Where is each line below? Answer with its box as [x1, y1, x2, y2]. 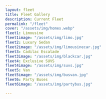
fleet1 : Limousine [5, 30, 43, 35]
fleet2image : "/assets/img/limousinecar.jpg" [5, 44, 101, 49]
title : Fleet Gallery [5, 12, 50, 17]
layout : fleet [5, 7, 35, 12]
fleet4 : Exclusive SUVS [5, 58, 55, 63]
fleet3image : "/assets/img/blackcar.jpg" [5, 53, 93, 59]
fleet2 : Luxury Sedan [5, 40, 50, 45]
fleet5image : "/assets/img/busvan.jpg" [5, 72, 88, 77]
